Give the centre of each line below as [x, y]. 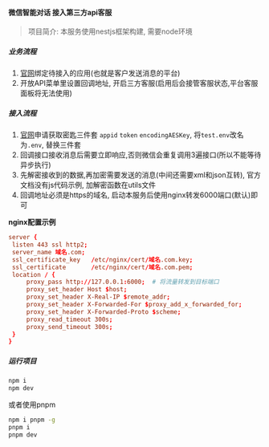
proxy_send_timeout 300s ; [69, 327]
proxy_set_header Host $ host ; [77, 290]
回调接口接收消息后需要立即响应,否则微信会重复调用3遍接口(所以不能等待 [141, 155]
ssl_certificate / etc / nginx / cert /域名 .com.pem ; [102, 267]
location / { [34, 274]
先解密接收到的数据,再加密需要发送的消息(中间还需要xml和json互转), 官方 [140, 175]
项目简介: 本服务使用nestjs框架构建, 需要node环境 [110, 31]
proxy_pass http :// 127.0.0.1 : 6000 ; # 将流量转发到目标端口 [122, 282]
